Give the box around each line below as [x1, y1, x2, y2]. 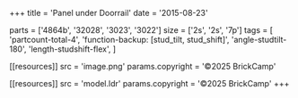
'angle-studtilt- [231, 35, 287, 45]
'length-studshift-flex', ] [28, 44, 117, 54]
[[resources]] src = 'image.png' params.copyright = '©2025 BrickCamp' [9, 61, 276, 71]
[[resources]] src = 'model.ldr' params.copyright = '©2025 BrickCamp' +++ [9, 78, 290, 88]
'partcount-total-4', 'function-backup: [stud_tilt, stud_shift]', [9, 35, 230, 45]
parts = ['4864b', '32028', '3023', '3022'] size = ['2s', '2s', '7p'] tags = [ [9, 25, 274, 35]
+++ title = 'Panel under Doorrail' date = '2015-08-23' [9, 8, 208, 18]
